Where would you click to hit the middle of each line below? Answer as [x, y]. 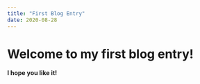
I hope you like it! [32, 73]
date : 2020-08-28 [32, 20]
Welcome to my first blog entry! [100, 54]
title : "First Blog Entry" [46, 13]
